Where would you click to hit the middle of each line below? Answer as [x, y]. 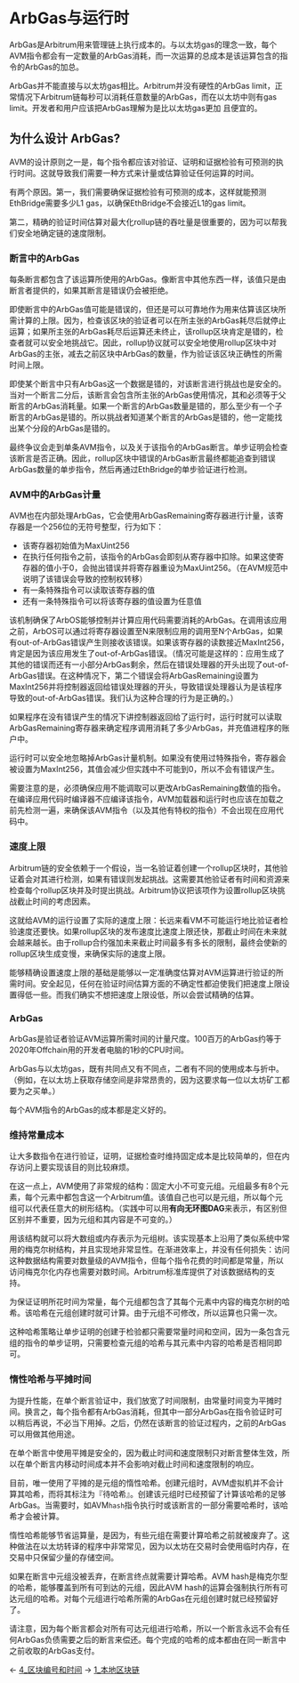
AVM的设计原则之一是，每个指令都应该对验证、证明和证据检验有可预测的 [143, 162]
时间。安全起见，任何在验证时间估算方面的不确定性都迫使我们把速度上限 [149, 983]
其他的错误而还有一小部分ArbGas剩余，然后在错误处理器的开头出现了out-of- [149, 664]
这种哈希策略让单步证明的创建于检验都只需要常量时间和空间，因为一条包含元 [149, 1332]
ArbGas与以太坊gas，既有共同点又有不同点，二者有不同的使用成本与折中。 [147, 1068]
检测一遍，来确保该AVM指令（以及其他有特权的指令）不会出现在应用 [150, 810]
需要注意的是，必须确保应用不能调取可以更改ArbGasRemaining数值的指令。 [148, 788]
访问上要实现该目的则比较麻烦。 [75, 1167]
